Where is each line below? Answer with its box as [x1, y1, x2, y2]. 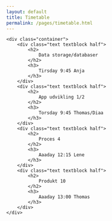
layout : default [6, 8, 47, 15]
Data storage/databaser [38, 52, 98, 58]
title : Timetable [6, 14, 50, 20]
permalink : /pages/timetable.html [6, 20, 93, 26]
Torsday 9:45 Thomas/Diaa [38, 110, 104, 116]
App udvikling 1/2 [38, 94, 85, 100]
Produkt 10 [38, 178, 66, 184]
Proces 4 [38, 136, 61, 142]
